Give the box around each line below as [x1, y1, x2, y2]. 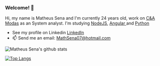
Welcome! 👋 [5, 4, 34, 11]
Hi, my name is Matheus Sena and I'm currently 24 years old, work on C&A [5, 15, 155, 21]
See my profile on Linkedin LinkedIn [12, 30, 84, 36]
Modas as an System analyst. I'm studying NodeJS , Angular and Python [5, 20, 150, 26]
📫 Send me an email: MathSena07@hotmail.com [12, 35, 111, 41]
